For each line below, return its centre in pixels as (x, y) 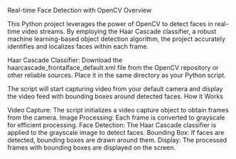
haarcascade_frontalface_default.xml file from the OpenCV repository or (113, 67)
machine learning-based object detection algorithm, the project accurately (117, 39)
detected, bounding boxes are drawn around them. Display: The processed (117, 140)
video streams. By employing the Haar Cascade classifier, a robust (119, 31)
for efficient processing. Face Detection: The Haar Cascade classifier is (112, 125)
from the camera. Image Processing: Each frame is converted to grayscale (116, 117)
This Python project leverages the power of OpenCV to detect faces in (110, 24)
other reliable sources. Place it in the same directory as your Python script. (117, 75)
